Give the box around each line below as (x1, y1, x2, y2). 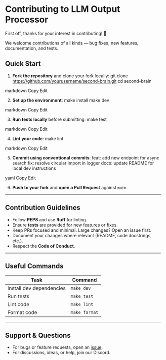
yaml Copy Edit (5, 175, 36, 181)
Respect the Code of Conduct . (12, 243, 75, 249)
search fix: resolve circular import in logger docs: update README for (12, 160, 154, 166)
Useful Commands (5, 261, 64, 270)
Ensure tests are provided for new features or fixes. (12, 222, 118, 228)
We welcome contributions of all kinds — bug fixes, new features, (5, 40, 139, 46)
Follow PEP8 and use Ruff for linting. (12, 216, 87, 222)
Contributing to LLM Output (5, 3, 121, 15)
